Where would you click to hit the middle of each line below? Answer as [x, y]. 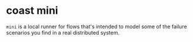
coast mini [32, 11]
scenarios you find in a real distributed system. [63, 32]
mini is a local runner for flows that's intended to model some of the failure [96, 26]
